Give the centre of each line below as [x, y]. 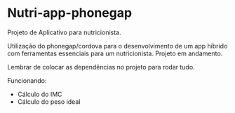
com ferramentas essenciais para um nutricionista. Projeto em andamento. [115, 53]
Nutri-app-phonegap [69, 13]
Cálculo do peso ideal [49, 101]
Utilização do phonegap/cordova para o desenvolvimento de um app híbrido [117, 46]
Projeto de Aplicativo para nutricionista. [64, 32]
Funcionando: [27, 80]
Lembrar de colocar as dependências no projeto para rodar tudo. [101, 67]
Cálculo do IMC [40, 94]
